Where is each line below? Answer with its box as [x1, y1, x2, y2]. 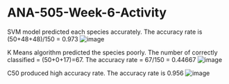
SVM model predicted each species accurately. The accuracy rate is [7, 28, 203, 36]
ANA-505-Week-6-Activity [7, 5, 167, 21]
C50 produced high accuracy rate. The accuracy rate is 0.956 [7, 69, 184, 77]
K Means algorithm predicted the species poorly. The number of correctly [7, 48, 218, 56]
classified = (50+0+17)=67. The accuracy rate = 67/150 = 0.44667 [7, 55, 196, 63]
